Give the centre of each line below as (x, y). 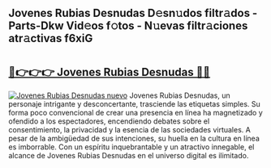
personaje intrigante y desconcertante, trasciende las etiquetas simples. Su (135, 104)
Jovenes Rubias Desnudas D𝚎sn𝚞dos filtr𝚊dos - (133, 13)
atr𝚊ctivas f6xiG (51, 38)
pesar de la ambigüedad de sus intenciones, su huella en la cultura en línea (134, 138)
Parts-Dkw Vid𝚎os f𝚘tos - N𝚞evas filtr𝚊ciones (128, 26)
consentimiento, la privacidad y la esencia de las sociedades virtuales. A (130, 130)
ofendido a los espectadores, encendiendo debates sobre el (109, 121)
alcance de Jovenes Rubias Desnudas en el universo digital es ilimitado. (129, 155)
